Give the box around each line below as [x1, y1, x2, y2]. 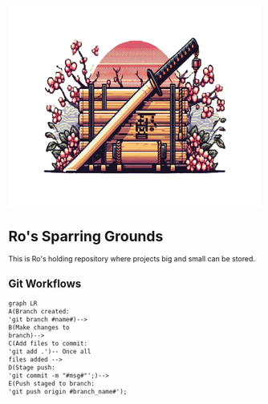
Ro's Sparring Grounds [8, 228, 164, 246]
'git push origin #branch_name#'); [8, 387, 128, 395]
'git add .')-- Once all [8, 347, 91, 355]
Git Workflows [8, 277, 82, 291]
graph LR [8, 299, 38, 307]
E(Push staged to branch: [8, 379, 95, 387]
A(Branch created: [8, 307, 70, 315]
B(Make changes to [8, 323, 70, 331]
